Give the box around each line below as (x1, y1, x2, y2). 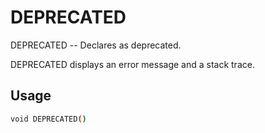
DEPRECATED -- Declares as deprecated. (10, 39, 182, 51)
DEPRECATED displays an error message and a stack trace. (10, 58, 255, 70)
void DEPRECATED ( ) (10, 114, 87, 124)
